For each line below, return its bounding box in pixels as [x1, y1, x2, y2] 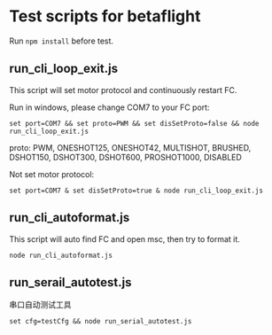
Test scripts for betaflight [9, 6, 201, 27]
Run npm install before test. [9, 35, 113, 46]
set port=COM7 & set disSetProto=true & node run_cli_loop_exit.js [9, 186, 264, 195]
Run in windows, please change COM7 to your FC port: [9, 102, 210, 113]
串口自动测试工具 [9, 300, 72, 310]
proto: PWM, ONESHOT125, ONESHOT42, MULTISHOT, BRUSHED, [9, 142, 252, 152]
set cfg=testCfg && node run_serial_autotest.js [9, 317, 192, 326]
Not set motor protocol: [9, 168, 95, 179]
